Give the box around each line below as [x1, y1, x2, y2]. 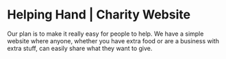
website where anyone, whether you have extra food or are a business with [7, 36, 219, 45]
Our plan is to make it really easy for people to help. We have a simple [7, 29, 204, 38]
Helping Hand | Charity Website [7, 7, 190, 23]
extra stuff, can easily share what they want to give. [7, 44, 153, 52]
